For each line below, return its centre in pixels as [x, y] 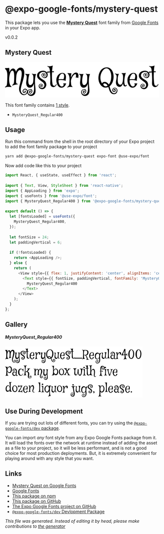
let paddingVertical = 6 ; [36, 242]
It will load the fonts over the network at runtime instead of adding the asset [81, 443]
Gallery [16, 324]
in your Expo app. [23, 27]
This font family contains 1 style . [37, 105]
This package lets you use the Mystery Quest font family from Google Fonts [82, 22]
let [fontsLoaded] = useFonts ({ [42, 217]
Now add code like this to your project [43, 166]
